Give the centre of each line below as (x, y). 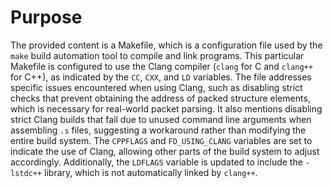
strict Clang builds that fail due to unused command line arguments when (161, 119)
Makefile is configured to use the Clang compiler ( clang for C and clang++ (161, 66)
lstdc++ (26, 173)
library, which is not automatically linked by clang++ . (151, 172)
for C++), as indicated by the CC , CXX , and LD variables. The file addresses (161, 77)
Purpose (46, 17)
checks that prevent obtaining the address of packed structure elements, (160, 98)
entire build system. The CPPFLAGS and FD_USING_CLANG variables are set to (161, 140)
